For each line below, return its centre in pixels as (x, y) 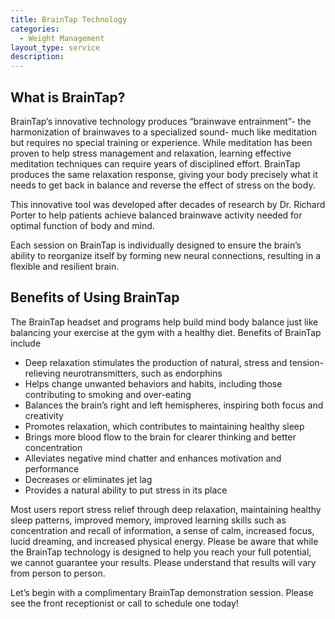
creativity (44, 415)
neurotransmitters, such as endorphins (142, 373)
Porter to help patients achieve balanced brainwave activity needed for (156, 215)
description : (37, 57)
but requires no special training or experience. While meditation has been (161, 142)
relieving (42, 373)
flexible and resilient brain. (65, 266)
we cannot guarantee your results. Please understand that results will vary (163, 562)
